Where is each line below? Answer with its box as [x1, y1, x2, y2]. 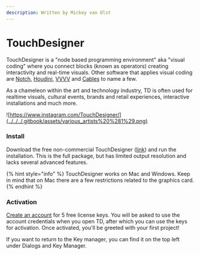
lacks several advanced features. [6, 159, 88, 166]
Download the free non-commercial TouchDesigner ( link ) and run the [6, 145, 177, 153]
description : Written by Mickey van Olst [6, 10, 111, 16]
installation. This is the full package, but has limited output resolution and [6, 152, 187, 159]
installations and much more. [6, 99, 78, 107]
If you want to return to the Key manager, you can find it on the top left [6, 236, 180, 243]
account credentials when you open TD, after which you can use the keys [6, 218, 187, 225]
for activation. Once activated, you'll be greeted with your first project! [6, 224, 180, 232]
